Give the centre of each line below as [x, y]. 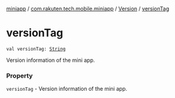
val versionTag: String [36, 49]
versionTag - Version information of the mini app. [67, 89]
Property [20, 76]
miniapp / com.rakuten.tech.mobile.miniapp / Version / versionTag [88, 9]
